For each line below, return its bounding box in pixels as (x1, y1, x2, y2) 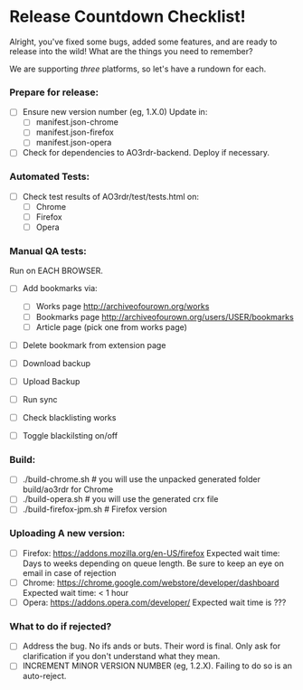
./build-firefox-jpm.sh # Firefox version (22, 504, 167, 515)
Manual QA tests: (9, 245, 88, 258)
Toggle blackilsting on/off (22, 430, 118, 440)
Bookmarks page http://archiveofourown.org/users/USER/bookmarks (35, 311, 294, 322)
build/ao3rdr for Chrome (22, 484, 114, 495)
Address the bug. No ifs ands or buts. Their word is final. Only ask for (22, 640, 281, 652)
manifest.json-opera (35, 137, 112, 148)
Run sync (22, 393, 58, 404)
